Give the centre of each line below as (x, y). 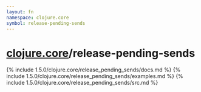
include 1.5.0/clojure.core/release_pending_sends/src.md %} (82, 83)
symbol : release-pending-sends (46, 23)
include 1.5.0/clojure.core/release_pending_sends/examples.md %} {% (95, 76)
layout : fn (20, 12)
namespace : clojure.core (38, 18)
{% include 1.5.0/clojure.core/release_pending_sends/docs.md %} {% (94, 70)
